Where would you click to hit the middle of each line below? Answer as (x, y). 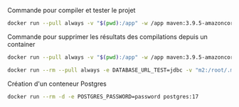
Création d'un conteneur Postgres (57, 84)
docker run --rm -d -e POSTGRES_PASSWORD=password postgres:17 (103, 96)
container (21, 44)
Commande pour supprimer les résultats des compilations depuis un (108, 36)
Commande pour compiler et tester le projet (71, 10)
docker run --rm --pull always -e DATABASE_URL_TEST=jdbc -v (100, 70)
